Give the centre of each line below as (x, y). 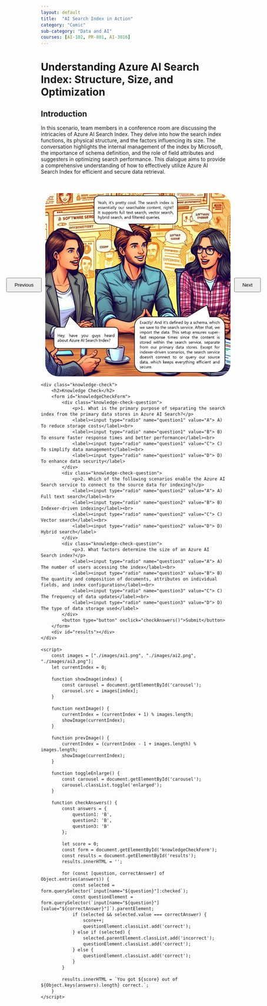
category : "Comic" (63, 25)
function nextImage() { (81, 709)
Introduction (64, 114)
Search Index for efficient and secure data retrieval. (103, 172)
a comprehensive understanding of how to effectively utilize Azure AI (124, 165)
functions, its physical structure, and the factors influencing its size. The (128, 141)
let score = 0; (81, 844)
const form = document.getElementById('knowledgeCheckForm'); (140, 850)
